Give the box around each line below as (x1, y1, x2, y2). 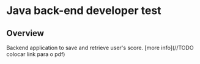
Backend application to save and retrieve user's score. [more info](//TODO (6, 44, 194, 51)
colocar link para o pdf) (6, 51, 65, 58)
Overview (6, 28, 45, 38)
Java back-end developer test (6, 4, 161, 18)
